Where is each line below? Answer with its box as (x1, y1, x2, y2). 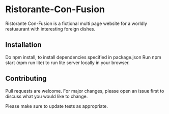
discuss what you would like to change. (5, 93, 88, 99)
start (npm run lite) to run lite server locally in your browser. (5, 60, 130, 66)
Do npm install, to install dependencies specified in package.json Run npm (5, 54, 161, 60)
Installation (5, 41, 42, 49)
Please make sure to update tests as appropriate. (5, 103, 108, 109)
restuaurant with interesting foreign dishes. (5, 25, 96, 32)
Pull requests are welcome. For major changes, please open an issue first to (5, 88, 164, 94)
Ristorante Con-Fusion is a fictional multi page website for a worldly (5, 20, 148, 26)
